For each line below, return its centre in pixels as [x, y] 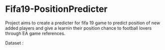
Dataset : [14, 43]
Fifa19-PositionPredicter [56, 9]
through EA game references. [35, 33]
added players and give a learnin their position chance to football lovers [79, 28]
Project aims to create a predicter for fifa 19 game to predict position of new [83, 23]
